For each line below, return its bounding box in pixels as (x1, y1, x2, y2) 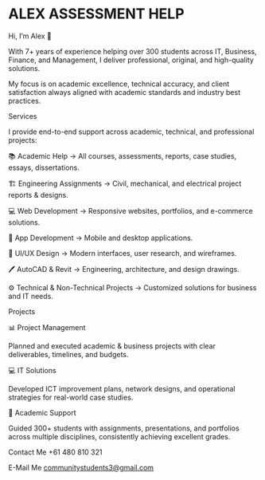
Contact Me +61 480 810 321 (8, 447, 103, 457)
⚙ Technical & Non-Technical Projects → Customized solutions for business (8, 282, 257, 292)
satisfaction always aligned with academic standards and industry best (8, 87, 241, 96)
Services (8, 111, 37, 120)
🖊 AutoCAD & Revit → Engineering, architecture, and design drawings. (8, 264, 240, 273)
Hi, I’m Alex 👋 (8, 31, 52, 41)
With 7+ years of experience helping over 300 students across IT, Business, (8, 46, 257, 56)
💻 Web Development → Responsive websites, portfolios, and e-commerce (8, 206, 253, 215)
